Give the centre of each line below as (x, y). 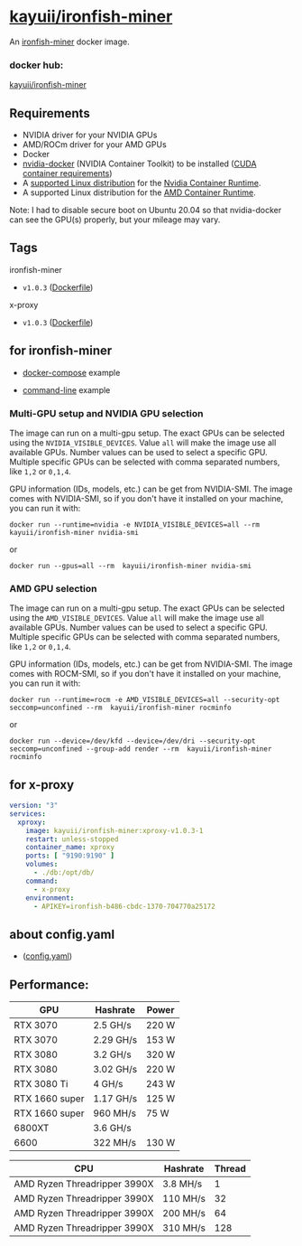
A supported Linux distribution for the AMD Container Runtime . (139, 192)
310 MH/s (183, 1228)
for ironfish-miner (61, 351)
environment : (50, 898)
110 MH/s (183, 1199)
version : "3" (34, 806)
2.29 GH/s (115, 1040)
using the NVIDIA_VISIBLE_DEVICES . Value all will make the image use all (143, 442)
